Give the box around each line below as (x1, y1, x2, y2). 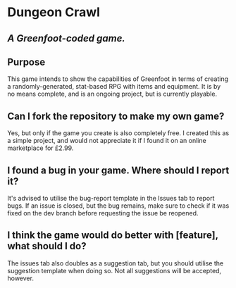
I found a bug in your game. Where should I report (7, 164, 230, 176)
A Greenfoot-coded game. (7, 32, 125, 44)
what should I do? (7, 240, 87, 252)
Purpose (7, 56, 46, 68)
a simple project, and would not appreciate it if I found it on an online (7, 137, 206, 145)
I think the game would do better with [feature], (7, 230, 218, 242)
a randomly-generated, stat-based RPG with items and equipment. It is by (7, 82, 221, 91)
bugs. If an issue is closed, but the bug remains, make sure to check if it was (7, 201, 230, 210)
